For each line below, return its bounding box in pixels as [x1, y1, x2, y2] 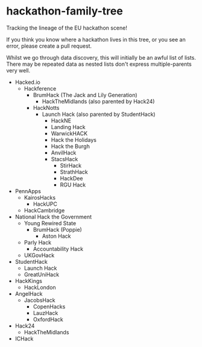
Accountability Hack [33, 245, 83, 252]
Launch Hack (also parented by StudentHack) [42, 110, 156, 118]
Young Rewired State [24, 219, 77, 227]
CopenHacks [33, 303, 66, 310]
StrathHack [60, 168, 89, 176]
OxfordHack [33, 316, 63, 323]
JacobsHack [24, 296, 55, 304]
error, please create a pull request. [6, 42, 92, 49]
